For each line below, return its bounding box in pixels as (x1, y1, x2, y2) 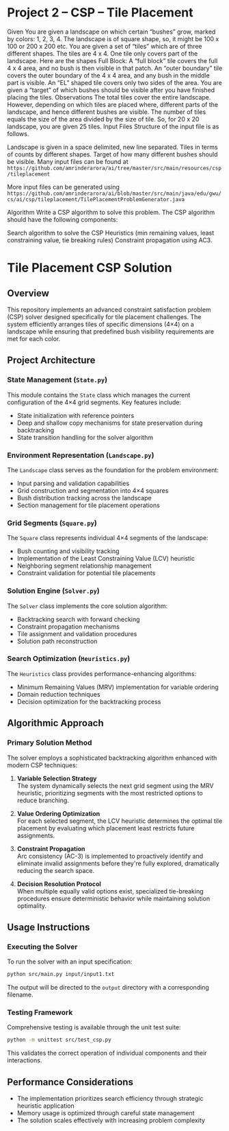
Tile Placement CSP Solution (7, 260, 172, 276)
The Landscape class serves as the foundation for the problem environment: (7, 465, 219, 474)
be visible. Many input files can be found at (7, 157, 129, 165)
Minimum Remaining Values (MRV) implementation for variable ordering (16, 683, 219, 691)
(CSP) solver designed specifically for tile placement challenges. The (7, 312, 202, 320)
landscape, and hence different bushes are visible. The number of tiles (7, 108, 206, 116)
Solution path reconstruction (16, 637, 98, 645)
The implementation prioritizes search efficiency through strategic (16, 1095, 204, 1103)
